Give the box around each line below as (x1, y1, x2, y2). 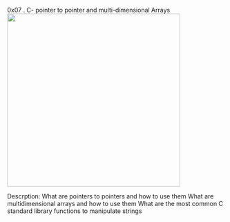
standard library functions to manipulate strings (7, 207, 142, 215)
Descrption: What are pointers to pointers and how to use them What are (7, 192, 214, 200)
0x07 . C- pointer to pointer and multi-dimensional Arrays (7, 6, 171, 14)
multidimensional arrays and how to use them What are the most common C (7, 200, 223, 207)
